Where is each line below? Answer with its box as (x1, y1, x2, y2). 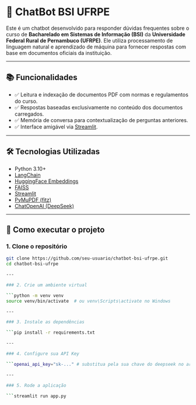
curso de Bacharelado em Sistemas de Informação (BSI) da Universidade (6, 30, 185, 37)
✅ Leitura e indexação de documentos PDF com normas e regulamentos (14, 91, 188, 98)
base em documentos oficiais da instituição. (6, 49, 112, 56)
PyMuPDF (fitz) (14, 196, 51, 203)
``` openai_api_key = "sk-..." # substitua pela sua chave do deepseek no (6, 361, 184, 367)
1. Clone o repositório (6, 242, 68, 250)
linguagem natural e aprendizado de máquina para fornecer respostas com (6, 43, 187, 50)
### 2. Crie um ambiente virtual (6, 282, 87, 288)
